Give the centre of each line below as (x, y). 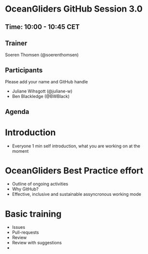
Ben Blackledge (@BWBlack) (41, 96)
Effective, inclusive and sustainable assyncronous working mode (76, 194)
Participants (24, 70)
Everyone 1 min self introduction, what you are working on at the (76, 146)
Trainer (16, 43)
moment (20, 151)
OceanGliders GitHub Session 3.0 (74, 9)
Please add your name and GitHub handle (46, 82)
